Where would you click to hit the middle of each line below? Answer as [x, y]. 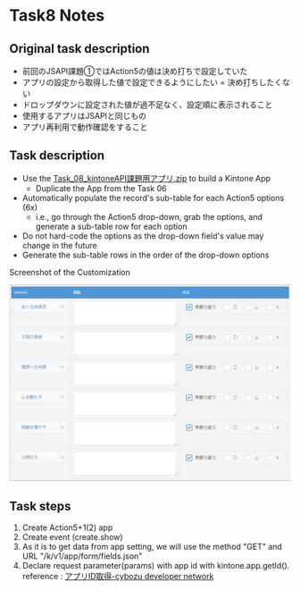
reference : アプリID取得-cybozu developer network [118, 577]
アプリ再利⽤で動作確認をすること [85, 127]
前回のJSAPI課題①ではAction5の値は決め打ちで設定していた [135, 71]
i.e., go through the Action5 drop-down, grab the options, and [149, 216]
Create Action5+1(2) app [67, 527]
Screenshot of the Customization [70, 272]
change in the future [59, 245]
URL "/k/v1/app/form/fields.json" [82, 556]
